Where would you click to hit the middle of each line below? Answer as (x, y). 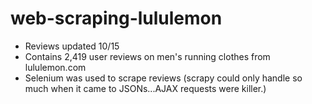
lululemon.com (55, 67)
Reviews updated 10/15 (72, 46)
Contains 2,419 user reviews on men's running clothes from (147, 56)
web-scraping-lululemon (116, 18)
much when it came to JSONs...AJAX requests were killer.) (145, 88)
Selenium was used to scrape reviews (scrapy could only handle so (163, 78)
